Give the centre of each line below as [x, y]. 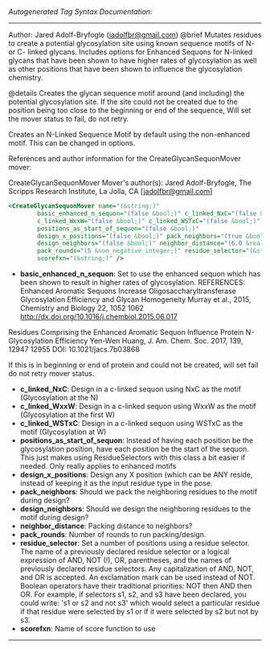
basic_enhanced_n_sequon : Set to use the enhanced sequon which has [140, 274]
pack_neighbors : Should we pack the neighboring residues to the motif [139, 492]
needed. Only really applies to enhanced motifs [98, 466]
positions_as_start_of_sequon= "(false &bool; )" [118, 229]
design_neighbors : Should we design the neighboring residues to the [135, 509]
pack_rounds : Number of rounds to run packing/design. [113, 534]
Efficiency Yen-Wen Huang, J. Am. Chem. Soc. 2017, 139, [149, 341]
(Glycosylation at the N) [59, 397]
